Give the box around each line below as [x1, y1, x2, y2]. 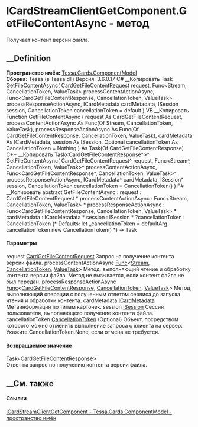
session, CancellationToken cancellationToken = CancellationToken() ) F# [6, 182, 184, 189]
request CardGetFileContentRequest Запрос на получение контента [6, 253, 174, 260]
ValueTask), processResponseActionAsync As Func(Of [6, 125, 139, 132]
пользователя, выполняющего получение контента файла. [6, 309, 154, 316]
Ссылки [6, 395, 27, 402]
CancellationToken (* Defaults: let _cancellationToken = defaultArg [6, 220, 167, 227]
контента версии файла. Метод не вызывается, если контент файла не [6, 271, 184, 279]
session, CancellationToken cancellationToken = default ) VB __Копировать [6, 106, 189, 114]
